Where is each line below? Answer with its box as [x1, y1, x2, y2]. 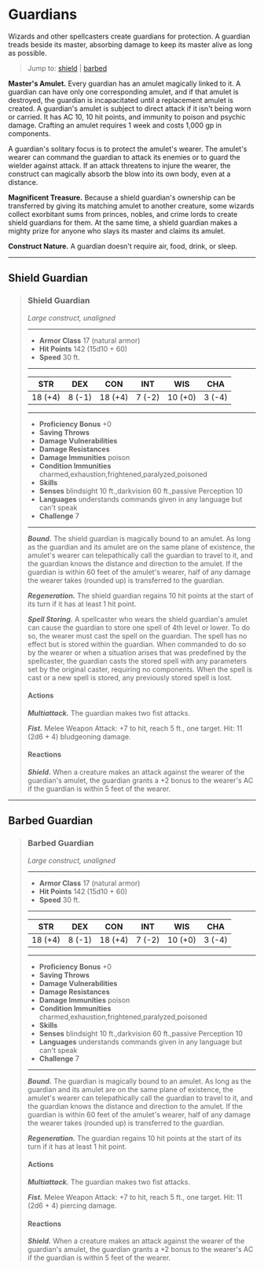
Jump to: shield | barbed [27, 63, 108, 72]
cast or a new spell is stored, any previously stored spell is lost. [27, 672, 233, 682]
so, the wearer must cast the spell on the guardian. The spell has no [27, 631, 247, 640]
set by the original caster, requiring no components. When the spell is [27, 664, 253, 674]
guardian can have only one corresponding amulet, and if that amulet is [8, 87, 239, 96]
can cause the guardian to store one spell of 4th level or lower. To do [27, 623, 251, 632]
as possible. [8, 48, 47, 57]
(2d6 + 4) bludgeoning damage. [27, 731, 131, 741]
